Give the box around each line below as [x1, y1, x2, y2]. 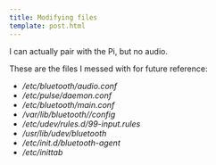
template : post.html [9, 21, 87, 30]
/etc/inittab [21, 146, 63, 157]
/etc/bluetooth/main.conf [21, 99, 115, 110]
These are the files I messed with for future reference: [9, 63, 208, 74]
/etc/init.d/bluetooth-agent [21, 137, 120, 148]
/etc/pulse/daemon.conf [21, 90, 112, 101]
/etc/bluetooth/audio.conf [21, 80, 118, 91]
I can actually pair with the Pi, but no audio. [9, 45, 168, 56]
